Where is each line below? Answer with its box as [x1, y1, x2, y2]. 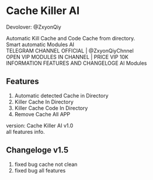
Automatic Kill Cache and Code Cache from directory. [6, 34, 135, 41]
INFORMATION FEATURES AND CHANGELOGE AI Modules [6, 60, 147, 67]
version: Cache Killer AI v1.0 [6, 122, 74, 129]
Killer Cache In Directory [14, 98, 74, 105]
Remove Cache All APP [14, 110, 71, 117]
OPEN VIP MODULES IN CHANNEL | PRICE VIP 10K [6, 53, 128, 60]
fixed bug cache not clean [14, 161, 78, 168]
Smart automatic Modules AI [6, 41, 75, 48]
